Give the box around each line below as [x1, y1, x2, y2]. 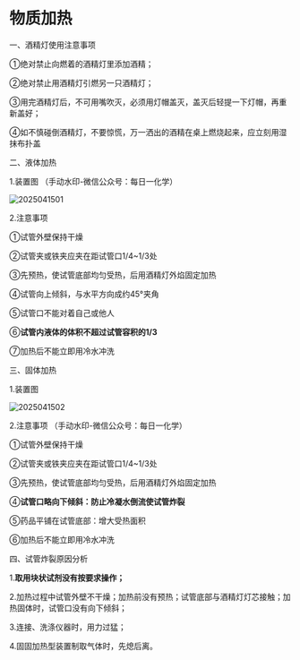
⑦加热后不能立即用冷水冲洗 [9, 346, 115, 356]
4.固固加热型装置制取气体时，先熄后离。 [9, 640, 159, 651]
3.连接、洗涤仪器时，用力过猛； [9, 621, 127, 632]
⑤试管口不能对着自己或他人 [9, 307, 115, 318]
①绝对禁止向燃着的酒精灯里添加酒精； [9, 58, 154, 69]
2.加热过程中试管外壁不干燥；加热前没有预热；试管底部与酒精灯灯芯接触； [9, 591, 284, 602]
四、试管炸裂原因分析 [9, 553, 88, 564]
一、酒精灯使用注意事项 [9, 39, 96, 50]
